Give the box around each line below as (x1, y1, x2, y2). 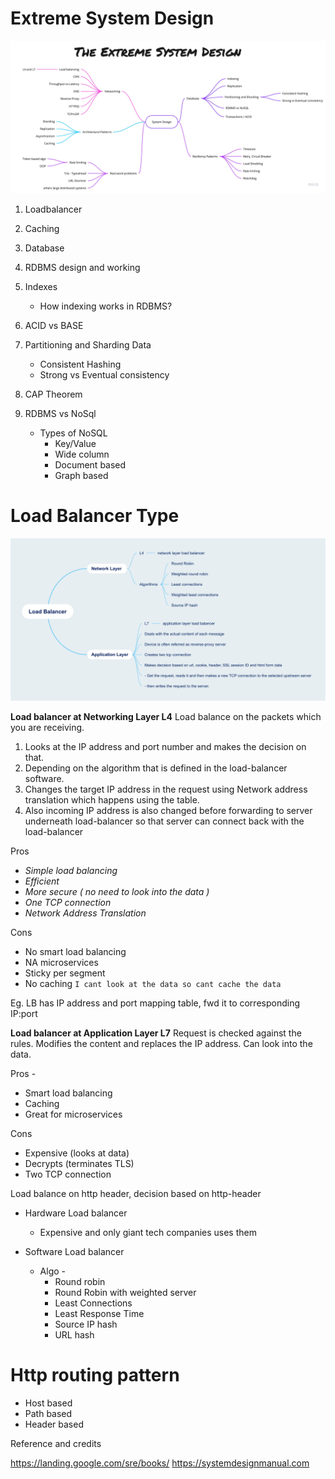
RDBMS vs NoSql (24, 408, 97, 420)
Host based (24, 1397, 73, 1409)
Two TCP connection (24, 1168, 112, 1180)
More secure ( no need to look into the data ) (24, 885, 210, 897)
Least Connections (54, 1297, 133, 1309)
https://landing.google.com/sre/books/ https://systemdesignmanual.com (10, 1457, 310, 1469)
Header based (24, 1418, 84, 1430)
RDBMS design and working (24, 262, 141, 274)
